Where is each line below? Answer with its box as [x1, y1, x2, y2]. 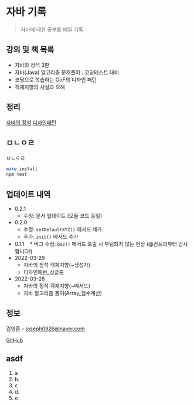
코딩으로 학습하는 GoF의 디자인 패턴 [14, 76, 97, 83]
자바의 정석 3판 [14, 61, 50, 68]
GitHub [6, 337, 23, 344]
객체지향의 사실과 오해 [14, 83, 66, 90]
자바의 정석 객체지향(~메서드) [23, 282, 91, 289]
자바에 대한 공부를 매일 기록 [20, 26, 84, 33]
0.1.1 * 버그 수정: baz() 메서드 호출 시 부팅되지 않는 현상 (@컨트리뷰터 [14, 240, 178, 247]
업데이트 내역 [6, 189, 51, 199]
